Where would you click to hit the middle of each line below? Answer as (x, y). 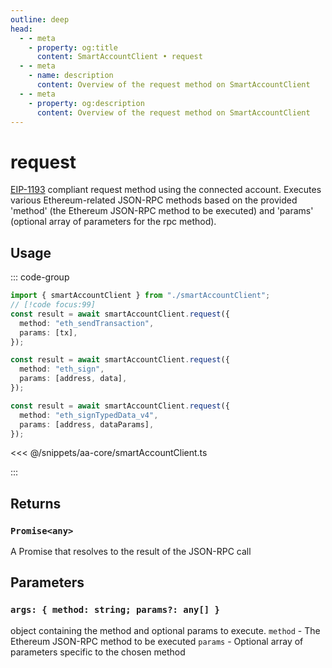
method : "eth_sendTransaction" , (87, 323)
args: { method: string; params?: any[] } (115, 610)
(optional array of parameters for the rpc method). (113, 222)
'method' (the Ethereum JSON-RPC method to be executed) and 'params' (162, 211)
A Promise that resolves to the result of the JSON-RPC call (131, 552)
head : (21, 29)
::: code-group (40, 277)
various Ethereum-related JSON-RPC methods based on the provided (154, 200)
